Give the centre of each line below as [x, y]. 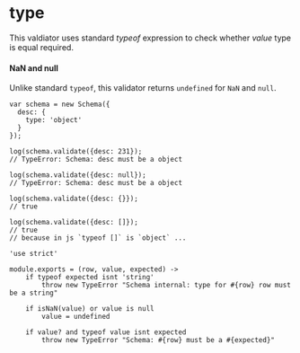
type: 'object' [54, 120]
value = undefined [76, 317]
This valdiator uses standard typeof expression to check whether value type [150, 38]
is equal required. [42, 47]
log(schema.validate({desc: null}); [78, 175]
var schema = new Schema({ [60, 105]
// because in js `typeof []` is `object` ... [98, 238]
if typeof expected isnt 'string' [90, 278]
